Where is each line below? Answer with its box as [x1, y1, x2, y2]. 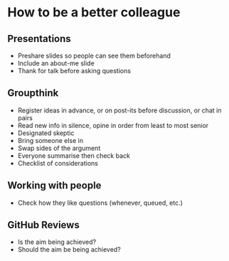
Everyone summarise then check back [17, 151, 130, 160]
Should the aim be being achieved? [17, 245, 121, 254]
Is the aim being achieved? [17, 238, 97, 246]
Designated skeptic [17, 129, 75, 137]
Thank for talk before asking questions [17, 67, 132, 75]
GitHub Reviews [7, 219, 80, 231]
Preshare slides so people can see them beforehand [17, 51, 171, 60]
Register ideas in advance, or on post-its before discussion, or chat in [17, 106, 222, 114]
